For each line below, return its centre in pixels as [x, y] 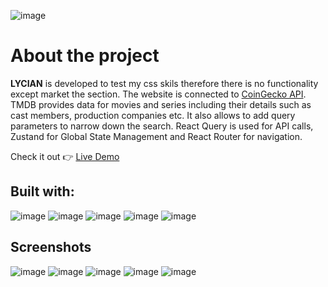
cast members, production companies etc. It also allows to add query [153, 115]
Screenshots [51, 247]
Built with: [42, 191]
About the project [85, 56]
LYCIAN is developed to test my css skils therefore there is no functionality [164, 83]
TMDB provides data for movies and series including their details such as [161, 104]
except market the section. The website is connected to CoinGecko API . [158, 94]
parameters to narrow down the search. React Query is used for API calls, [162, 126]
